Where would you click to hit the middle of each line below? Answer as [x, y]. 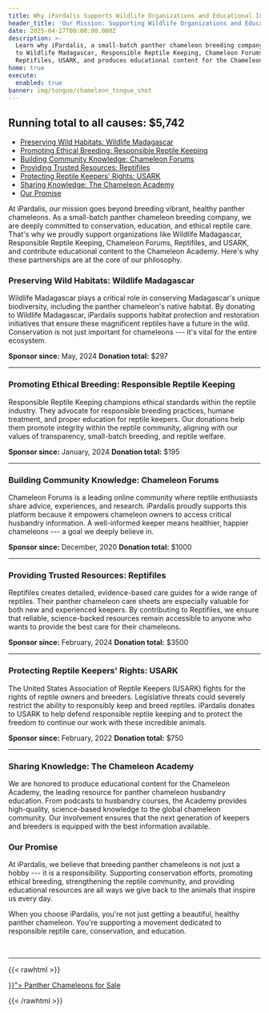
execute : [23, 75]
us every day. [31, 898]
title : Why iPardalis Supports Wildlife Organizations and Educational [130, 16]
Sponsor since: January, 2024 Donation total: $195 [94, 452]
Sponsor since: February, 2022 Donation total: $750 [96, 738]
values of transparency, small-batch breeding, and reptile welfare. [117, 436]
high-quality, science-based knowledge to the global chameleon [115, 809]
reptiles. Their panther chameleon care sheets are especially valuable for [129, 602]
